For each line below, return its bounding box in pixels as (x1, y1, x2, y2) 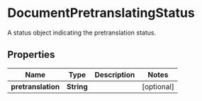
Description (94, 69, 135, 79)
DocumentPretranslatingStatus (7, 5, 195, 21)
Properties (7, 49, 55, 61)
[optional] (141, 81, 175, 91)
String (66, 81, 89, 91)
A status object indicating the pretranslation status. (7, 28, 157, 37)
